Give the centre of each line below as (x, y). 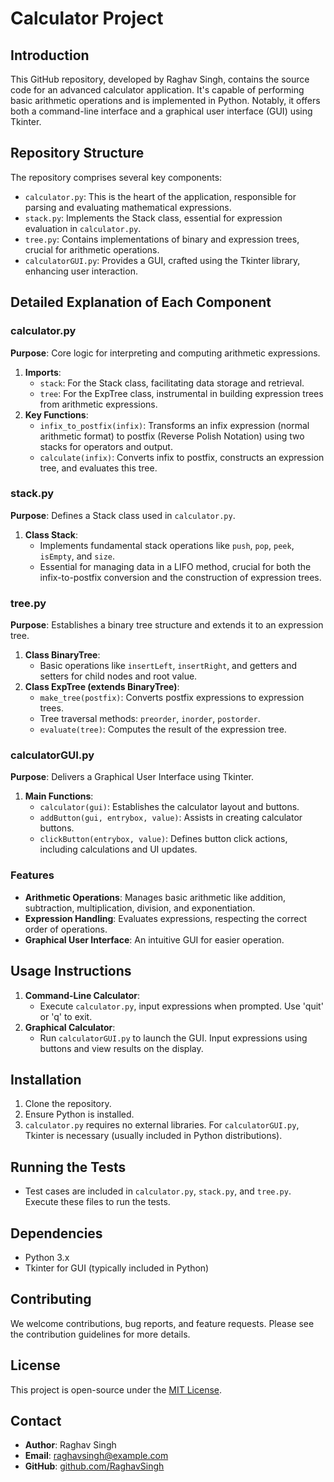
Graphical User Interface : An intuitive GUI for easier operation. (154, 939)
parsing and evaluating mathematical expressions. (128, 207)
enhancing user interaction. (81, 271)
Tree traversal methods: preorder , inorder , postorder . (150, 719)
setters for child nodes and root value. (118, 676)
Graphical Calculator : (70, 1027)
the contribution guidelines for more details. (100, 1334)
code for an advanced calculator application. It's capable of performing (157, 90)
